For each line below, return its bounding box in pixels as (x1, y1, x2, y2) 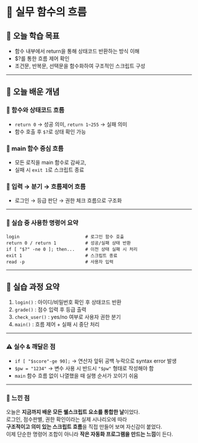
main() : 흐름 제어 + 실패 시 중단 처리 (14, 321, 100, 328)
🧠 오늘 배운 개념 (6, 87, 60, 97)
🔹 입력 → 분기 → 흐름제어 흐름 (6, 182, 86, 190)
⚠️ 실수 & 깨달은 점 (6, 342, 56, 351)
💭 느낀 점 (6, 394, 30, 402)
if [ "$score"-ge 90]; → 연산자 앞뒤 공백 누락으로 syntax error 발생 (14, 357, 177, 364)
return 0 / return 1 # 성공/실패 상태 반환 (6, 240, 131, 246)
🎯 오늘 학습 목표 (6, 31, 60, 41)
